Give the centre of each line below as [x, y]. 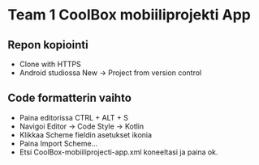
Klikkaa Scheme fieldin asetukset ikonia [85, 134]
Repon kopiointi [48, 45]
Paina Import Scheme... [58, 143]
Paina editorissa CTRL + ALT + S [74, 117]
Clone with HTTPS [50, 64]
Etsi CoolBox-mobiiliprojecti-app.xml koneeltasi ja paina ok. [119, 152]
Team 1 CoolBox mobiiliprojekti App [129, 15]
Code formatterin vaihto [69, 98]
